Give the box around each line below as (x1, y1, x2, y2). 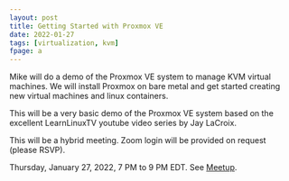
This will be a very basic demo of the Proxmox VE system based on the (9, 108, 274, 119)
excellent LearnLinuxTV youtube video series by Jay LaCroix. (9, 118, 238, 129)
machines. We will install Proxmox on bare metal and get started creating (9, 81, 281, 92)
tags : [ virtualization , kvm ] (9, 38, 119, 48)
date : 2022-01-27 (9, 30, 75, 39)
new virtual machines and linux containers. (9, 91, 169, 102)
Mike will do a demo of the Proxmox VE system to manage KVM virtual (9, 71, 271, 82)
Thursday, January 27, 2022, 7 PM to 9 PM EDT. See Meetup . (9, 162, 238, 173)
